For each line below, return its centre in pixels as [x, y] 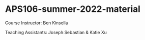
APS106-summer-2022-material [73, 9]
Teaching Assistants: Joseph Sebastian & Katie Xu [56, 32]
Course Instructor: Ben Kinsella [37, 23]
